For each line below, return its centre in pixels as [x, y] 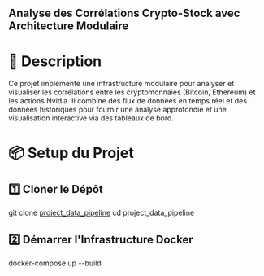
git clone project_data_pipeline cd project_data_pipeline [102, 213]
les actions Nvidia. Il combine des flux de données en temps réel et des [128, 101]
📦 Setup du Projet [71, 153]
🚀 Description [55, 61]
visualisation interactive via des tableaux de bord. [91, 118]
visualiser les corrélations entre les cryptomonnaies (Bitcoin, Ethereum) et [132, 92]
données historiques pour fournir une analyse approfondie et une [118, 110]
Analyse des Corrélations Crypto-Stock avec [124, 13]
